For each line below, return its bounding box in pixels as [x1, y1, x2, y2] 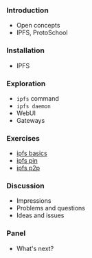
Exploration [6, 79, 46, 88]
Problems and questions [16, 204, 85, 212]
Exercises [6, 133, 41, 143]
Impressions [16, 197, 51, 205]
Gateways [16, 116, 45, 124]
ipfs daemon [16, 103, 51, 110]
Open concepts [16, 21, 60, 30]
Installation [6, 46, 45, 55]
